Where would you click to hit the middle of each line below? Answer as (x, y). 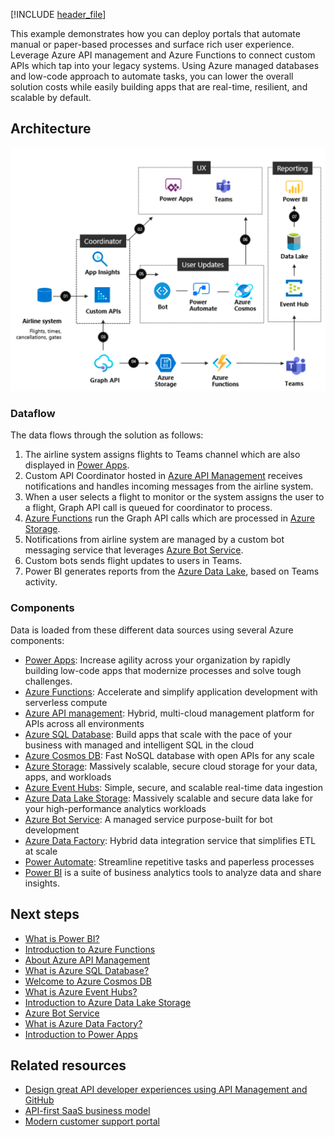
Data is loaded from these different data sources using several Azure (152, 630)
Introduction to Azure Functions (90, 949)
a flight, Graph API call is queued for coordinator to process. (148, 508)
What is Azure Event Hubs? (81, 991)
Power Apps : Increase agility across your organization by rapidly (157, 660)
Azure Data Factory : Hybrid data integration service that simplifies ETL (170, 840)
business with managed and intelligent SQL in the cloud (139, 745)
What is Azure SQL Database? (87, 970)
